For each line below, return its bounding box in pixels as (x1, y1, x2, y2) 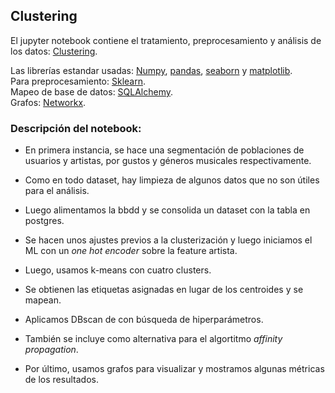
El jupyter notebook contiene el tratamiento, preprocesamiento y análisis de (10, 34, 322, 46)
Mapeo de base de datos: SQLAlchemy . (10, 85, 174, 98)
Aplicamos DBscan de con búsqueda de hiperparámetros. (24, 314, 264, 326)
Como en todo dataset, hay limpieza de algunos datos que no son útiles (24, 174, 320, 186)
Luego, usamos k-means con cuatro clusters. (24, 264, 212, 276)
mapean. (24, 294, 62, 306)
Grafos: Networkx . (10, 96, 87, 108)
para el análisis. (24, 185, 90, 197)
